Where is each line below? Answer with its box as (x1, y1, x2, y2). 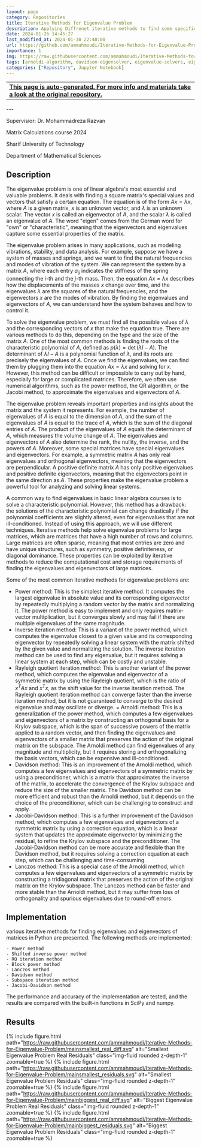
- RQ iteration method (6, 956, 63, 962)
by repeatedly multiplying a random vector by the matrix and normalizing (14, 600, 194, 607)
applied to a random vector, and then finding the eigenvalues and (14, 729, 176, 736)
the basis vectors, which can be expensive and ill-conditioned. (14, 754, 169, 761)
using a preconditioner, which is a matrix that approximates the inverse (14, 773, 190, 781)
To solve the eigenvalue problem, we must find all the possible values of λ (6, 318, 189, 326)
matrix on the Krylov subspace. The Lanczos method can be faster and (14, 882, 190, 889)
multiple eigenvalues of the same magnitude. (14, 619, 126, 627)
